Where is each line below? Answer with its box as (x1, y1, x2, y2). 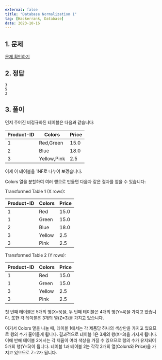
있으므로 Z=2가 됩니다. (14, 349, 57, 355)
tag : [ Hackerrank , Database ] (5, 16, 64, 21)
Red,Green (39, 139, 64, 146)
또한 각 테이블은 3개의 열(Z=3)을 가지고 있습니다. (11, 315, 104, 321)
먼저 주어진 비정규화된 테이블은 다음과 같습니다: (5, 119, 95, 125)
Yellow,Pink (39, 155, 65, 162)
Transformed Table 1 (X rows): (5, 188, 65, 194)
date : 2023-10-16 (5, 20, 40, 26)
